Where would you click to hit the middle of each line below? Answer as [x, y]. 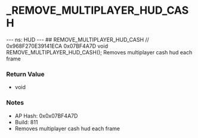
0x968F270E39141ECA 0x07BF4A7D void [57, 46]
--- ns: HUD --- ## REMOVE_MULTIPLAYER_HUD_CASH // [78, 39]
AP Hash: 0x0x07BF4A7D [46, 116]
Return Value [25, 74]
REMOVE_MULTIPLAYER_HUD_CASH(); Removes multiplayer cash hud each [99, 52]
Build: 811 [26, 122]
